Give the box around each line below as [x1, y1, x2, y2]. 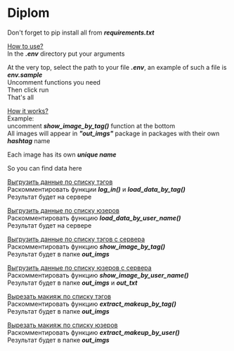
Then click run [7, 85, 49, 94]
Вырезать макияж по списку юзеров [7, 321, 118, 329]
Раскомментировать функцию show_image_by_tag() [7, 242, 166, 251]
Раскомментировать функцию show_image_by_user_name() [7, 271, 189, 279]
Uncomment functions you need [7, 78, 100, 86]
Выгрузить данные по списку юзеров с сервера [7, 263, 152, 272]
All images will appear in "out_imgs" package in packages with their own [7, 129, 220, 137]
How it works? [7, 106, 49, 115]
